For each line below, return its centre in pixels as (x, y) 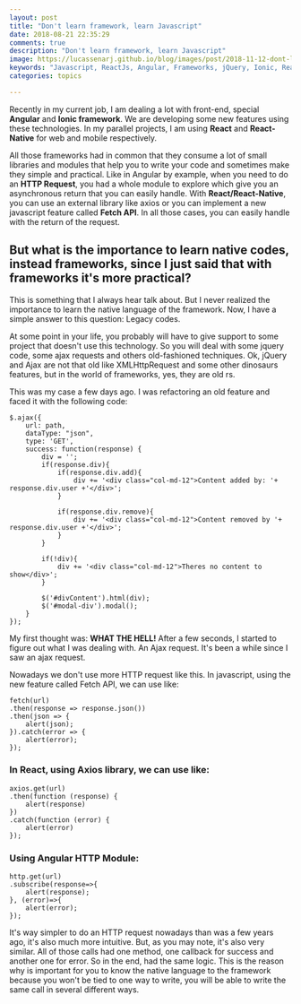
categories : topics (46, 76)
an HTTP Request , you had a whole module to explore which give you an (144, 184)
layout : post (34, 17)
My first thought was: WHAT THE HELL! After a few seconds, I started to (143, 638)
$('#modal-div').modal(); (90, 606)
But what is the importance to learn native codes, (149, 251)
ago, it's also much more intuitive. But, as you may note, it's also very (137, 942)
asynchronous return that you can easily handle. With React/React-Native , (148, 193)
